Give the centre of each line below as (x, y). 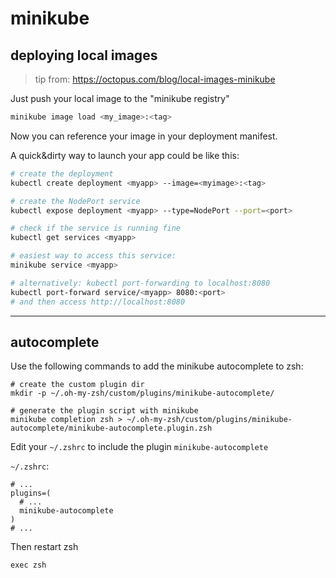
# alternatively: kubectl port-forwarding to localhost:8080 (140, 283)
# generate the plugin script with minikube (104, 411)
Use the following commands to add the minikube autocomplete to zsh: (157, 366)
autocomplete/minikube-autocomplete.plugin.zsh (111, 428)
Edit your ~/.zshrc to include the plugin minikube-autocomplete (139, 447)
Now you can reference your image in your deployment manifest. (144, 136)
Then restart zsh (44, 547)
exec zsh (28, 565)
